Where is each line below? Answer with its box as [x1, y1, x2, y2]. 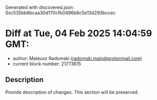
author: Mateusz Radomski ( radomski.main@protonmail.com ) [12, 55, 143, 61]
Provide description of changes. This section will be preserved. [5, 89, 139, 95]
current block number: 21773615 [12, 61, 81, 67]
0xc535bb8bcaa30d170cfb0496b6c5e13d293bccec [5, 10, 116, 16]
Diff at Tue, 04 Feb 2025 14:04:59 [5, 28, 152, 39]
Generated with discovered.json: [5, 5, 74, 10]
